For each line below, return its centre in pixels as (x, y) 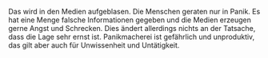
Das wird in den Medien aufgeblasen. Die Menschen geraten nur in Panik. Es (134, 12)
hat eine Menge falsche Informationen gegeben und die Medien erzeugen (130, 20)
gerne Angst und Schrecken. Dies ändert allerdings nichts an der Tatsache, (132, 28)
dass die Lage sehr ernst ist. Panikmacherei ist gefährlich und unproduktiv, (132, 37)
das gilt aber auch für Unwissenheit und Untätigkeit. (94, 45)
